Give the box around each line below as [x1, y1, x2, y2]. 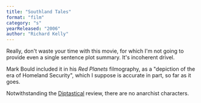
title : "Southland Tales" [6, 8, 71, 15]
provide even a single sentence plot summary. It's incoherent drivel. [6, 54, 175, 61]
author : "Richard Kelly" [6, 31, 69, 37]
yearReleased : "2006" [6, 25, 61, 32]
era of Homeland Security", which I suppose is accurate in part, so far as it [6, 72, 191, 79]
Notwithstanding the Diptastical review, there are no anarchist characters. [6, 90, 190, 97]
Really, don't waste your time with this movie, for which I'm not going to [6, 47, 184, 54]
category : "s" [6, 20, 42, 26]
